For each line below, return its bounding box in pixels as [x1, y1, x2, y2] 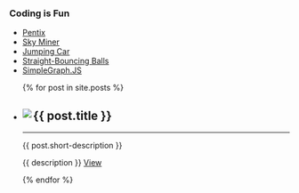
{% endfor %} [21, 174, 74, 185]
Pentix [21, 28, 46, 38]
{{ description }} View [21, 157, 102, 168]
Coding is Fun [9, 7, 70, 20]
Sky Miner [21, 36, 61, 47]
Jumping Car [21, 46, 70, 57]
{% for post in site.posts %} [21, 83, 125, 93]
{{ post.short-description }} [21, 141, 123, 151]
